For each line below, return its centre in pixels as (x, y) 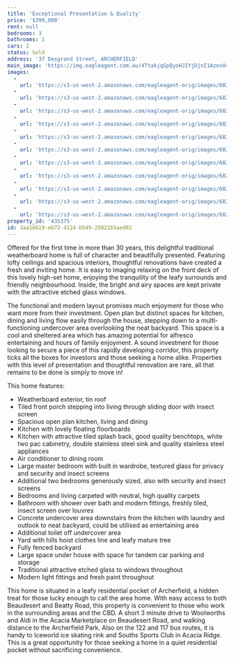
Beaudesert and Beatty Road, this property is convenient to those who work (116, 605)
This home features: (36, 386)
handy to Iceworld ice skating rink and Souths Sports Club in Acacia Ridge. (115, 635)
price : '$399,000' (34, 20)
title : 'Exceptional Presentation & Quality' (74, 14)
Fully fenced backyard (49, 547)
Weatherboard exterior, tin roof (62, 399)
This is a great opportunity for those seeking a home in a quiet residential (112, 642)
